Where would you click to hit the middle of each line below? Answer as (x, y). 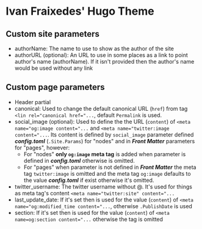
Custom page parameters (55, 87)
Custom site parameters (53, 34)
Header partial (33, 102)
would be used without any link (53, 68)
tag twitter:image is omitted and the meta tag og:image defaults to (107, 173)
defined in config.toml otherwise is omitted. (79, 160)
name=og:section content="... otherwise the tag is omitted (88, 219)
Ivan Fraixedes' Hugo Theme (80, 11)
